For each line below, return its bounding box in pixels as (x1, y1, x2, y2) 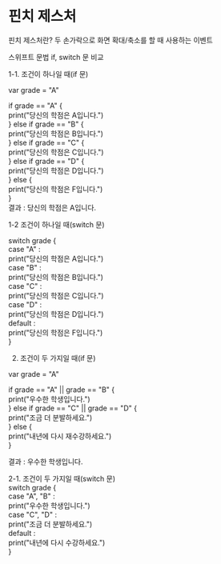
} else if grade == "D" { (8, 156, 85, 166)
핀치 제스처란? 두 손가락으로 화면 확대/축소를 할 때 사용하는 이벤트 (8, 35, 214, 45)
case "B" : (8, 262, 42, 272)
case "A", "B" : (8, 491, 55, 501)
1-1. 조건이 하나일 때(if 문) (8, 69, 89, 78)
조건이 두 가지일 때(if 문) (19, 353, 96, 362)
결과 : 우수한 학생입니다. (8, 457, 83, 466)
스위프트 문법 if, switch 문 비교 (8, 52, 104, 62)
